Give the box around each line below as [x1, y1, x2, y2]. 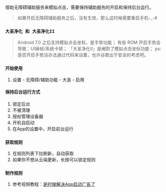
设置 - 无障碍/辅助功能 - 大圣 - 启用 [12, 77, 85, 83]
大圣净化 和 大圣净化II [5, 28, 55, 34]
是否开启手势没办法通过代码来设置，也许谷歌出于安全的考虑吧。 [17, 52, 149, 58]
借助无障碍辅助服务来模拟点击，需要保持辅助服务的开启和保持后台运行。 [5, 4, 154, 10]
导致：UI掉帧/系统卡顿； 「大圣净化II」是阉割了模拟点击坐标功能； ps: [17, 46, 162, 52]
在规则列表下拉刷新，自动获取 [12, 151, 74, 157]
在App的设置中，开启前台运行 [12, 126, 74, 132]
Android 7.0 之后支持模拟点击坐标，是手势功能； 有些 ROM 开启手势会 [17, 39, 161, 46]
